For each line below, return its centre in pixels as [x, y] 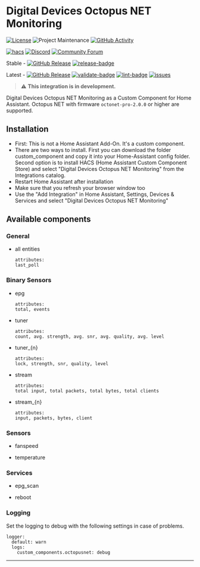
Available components [49, 219]
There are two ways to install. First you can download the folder [93, 149]
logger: [16, 537]
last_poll [27, 265]
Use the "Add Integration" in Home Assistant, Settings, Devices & [94, 194]
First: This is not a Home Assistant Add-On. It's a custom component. [100, 144]
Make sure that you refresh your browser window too [80, 188]
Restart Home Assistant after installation [64, 181]
